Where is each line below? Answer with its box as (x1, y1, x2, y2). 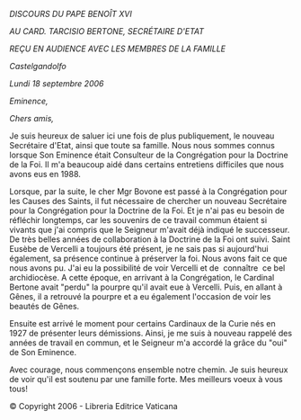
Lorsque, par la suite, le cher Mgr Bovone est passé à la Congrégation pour (9, 186, 288, 197)
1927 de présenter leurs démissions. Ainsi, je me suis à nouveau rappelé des (9, 328, 293, 338)
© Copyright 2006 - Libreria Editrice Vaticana (9, 401, 178, 411)
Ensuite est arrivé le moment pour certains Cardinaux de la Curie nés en (9, 318, 276, 328)
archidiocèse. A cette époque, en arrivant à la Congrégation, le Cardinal (9, 273, 275, 282)
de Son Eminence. (9, 347, 77, 357)
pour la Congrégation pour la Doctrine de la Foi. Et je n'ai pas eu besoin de (9, 205, 285, 216)
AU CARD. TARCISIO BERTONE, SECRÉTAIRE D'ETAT (9, 26, 205, 36)
